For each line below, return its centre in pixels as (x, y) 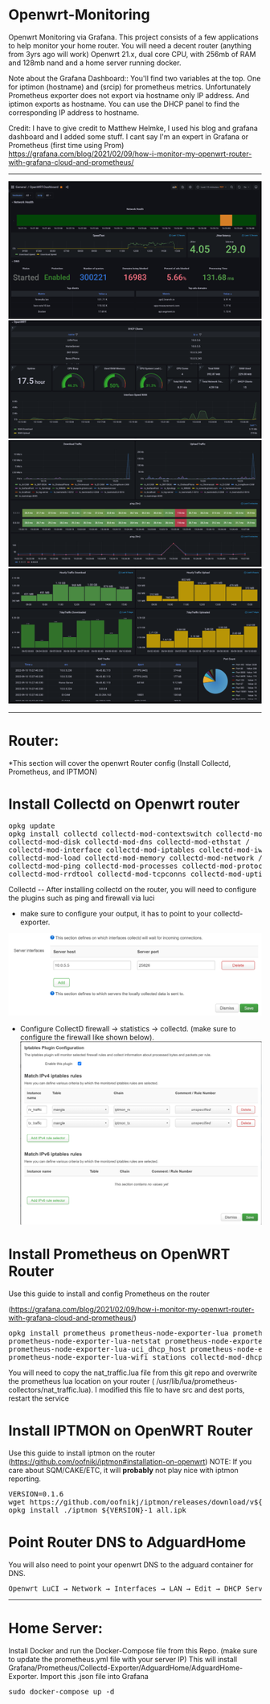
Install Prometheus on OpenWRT (119, 1254)
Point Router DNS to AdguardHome (127, 1542)
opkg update (32, 826)
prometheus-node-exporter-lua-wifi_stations (98, 1357)
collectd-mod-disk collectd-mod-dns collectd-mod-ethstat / (129, 842)
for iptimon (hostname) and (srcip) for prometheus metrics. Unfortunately (130, 87)
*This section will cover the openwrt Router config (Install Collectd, (120, 763)
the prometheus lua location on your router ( (82, 1381)
